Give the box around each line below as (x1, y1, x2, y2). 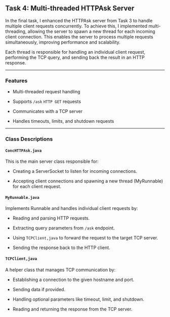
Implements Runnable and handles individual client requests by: (5, 205, 138, 212)
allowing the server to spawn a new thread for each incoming (27, 28, 155, 34)
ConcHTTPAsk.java (5, 148, 42, 153)
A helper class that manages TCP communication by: (5, 266, 116, 273)
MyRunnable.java (5, 195, 39, 200)
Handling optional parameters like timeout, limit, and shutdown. (12, 296, 144, 302)
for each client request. (12, 184, 62, 190)
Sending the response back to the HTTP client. (12, 244, 110, 251)
